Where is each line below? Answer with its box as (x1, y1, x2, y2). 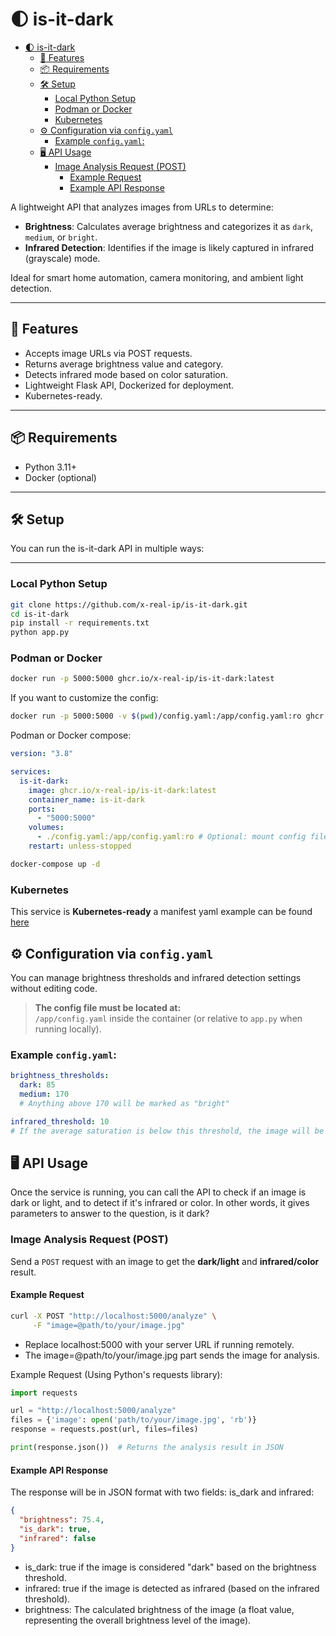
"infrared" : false (19, 1533, 97, 1543)
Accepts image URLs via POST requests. (24, 347, 193, 359)
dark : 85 (19, 1080, 56, 1090)
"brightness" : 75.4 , (19, 1515, 105, 1525)
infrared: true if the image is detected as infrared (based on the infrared (24, 1582, 320, 1594)
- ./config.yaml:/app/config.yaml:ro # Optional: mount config (36, 832, 307, 842)
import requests (10, 1388, 78, 1398)
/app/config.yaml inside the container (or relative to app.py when (34, 1012, 303, 1024)
